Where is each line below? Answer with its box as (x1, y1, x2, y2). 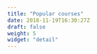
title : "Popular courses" (7, 10, 84, 18)
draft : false (7, 23, 46, 30)
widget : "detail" (7, 36, 59, 43)
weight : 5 (7, 29, 37, 37)
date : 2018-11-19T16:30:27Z (7, 17, 91, 24)
